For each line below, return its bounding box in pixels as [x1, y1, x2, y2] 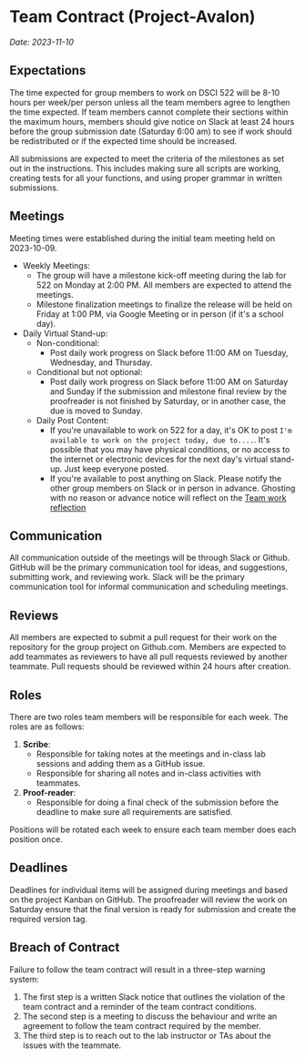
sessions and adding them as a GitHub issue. [36, 758, 206, 768]
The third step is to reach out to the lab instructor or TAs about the [22, 1030, 271, 1041]
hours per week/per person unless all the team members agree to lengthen [9, 97, 291, 107]
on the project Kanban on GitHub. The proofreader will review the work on [9, 894, 288, 905]
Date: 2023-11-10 [9, 36, 75, 47]
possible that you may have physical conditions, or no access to [49, 443, 290, 454]
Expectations [9, 63, 86, 78]
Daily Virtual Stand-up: [22, 328, 108, 339]
